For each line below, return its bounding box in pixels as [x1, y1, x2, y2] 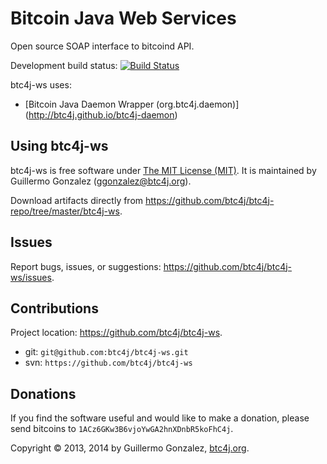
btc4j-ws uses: [10, 78, 72, 91]
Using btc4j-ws [10, 138, 109, 155]
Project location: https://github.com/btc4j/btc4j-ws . [10, 327, 223, 339]
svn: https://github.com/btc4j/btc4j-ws [24, 357, 193, 369]
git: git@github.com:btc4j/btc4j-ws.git [24, 346, 189, 358]
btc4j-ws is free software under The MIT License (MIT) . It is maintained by [10, 164, 317, 176]
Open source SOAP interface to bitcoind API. [10, 40, 195, 52]
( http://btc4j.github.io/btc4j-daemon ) [24, 108, 178, 121]
